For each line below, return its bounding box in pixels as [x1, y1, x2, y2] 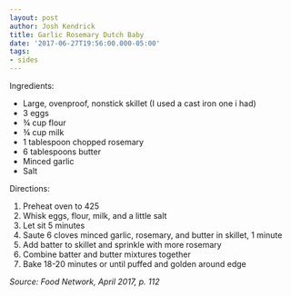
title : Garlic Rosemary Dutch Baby [9, 30, 145, 39]
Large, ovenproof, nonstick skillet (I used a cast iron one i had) [22, 98, 256, 109]
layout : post [9, 13, 59, 23]
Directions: [9, 183, 50, 193]
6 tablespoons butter [22, 146, 102, 157]
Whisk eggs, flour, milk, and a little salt [22, 211, 167, 221]
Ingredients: [9, 81, 55, 91]
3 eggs [22, 108, 50, 118]
